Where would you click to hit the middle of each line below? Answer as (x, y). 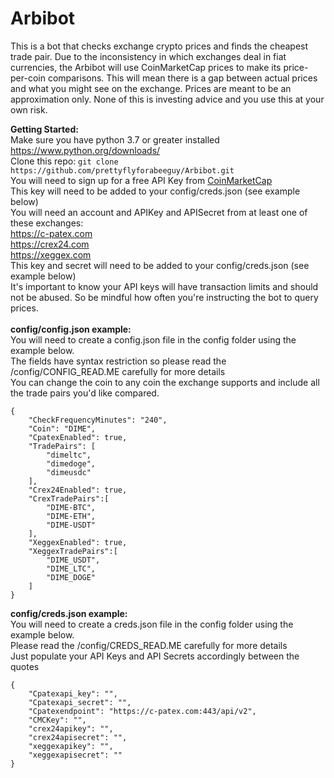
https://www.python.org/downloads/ (85, 150)
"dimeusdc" (69, 472)
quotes (25, 666)
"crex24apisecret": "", (78, 737)
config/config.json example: (71, 329)
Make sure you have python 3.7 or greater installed (115, 139)
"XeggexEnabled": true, (78, 542)
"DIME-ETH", (71, 516)
